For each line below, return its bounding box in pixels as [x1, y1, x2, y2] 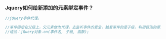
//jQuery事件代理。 [5, 16, 41, 21]
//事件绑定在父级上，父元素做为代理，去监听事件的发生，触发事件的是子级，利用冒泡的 [5, 25, 157, 30]
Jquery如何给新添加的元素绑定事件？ [5, 4, 94, 11]
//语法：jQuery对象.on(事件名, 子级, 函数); [5, 30, 89, 35]
